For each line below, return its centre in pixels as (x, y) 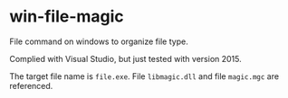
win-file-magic (67, 17)
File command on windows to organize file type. (99, 41)
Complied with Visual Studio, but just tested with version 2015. (125, 58)
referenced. (31, 85)
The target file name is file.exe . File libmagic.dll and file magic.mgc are (144, 76)
